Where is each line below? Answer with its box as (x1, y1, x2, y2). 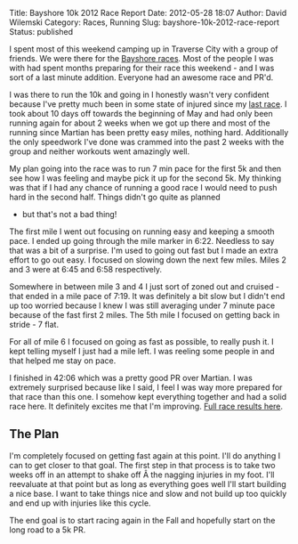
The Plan (9, 426, 60, 442)
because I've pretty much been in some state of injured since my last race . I (9, 99, 287, 110)
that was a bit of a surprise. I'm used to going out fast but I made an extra (9, 245, 278, 256)
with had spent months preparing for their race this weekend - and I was (9, 62, 275, 73)
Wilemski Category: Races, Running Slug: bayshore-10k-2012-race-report (9, 17, 280, 28)
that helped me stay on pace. (9, 355, 117, 366)
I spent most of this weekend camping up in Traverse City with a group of (9, 44, 278, 54)
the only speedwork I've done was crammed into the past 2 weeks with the (9, 137, 285, 147)
